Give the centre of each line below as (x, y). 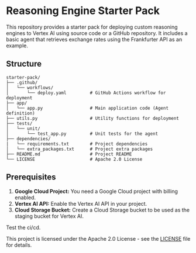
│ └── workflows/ (30, 88)
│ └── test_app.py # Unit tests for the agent (82, 134)
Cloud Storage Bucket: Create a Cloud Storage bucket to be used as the (102, 210)
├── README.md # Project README (69, 154)
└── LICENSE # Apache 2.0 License (74, 159)
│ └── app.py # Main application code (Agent (87, 108)
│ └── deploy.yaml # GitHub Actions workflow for (86, 93)
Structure (24, 64)
